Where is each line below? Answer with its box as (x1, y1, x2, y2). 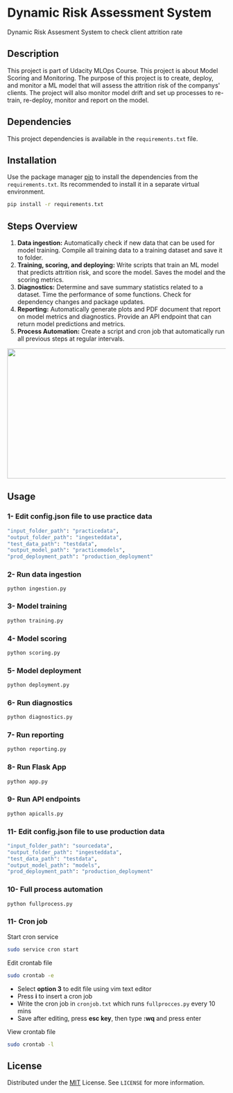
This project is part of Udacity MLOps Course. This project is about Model (7, 66, 218, 74)
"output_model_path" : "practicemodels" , (7, 547, 126, 554)
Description (7, 48, 59, 60)
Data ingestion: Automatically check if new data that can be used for (17, 239, 215, 247)
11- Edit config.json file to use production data (7, 827, 165, 836)
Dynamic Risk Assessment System (7, 5, 212, 21)
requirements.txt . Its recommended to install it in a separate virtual (7, 180, 200, 189)
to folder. (17, 253, 44, 262)
